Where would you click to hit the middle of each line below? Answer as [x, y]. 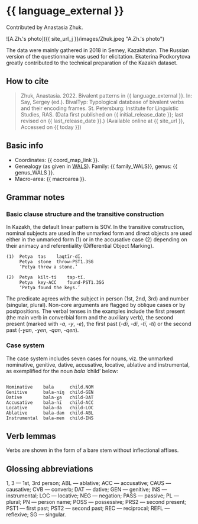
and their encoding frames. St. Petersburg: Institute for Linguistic [100, 108]
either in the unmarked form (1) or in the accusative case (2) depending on [97, 240]
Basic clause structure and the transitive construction [85, 214]
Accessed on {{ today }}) [51, 127]
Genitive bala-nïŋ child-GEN [50, 392]
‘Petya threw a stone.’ [48, 267]
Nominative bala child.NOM [50, 387]
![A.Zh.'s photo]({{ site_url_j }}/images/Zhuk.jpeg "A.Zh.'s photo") [85, 38]
